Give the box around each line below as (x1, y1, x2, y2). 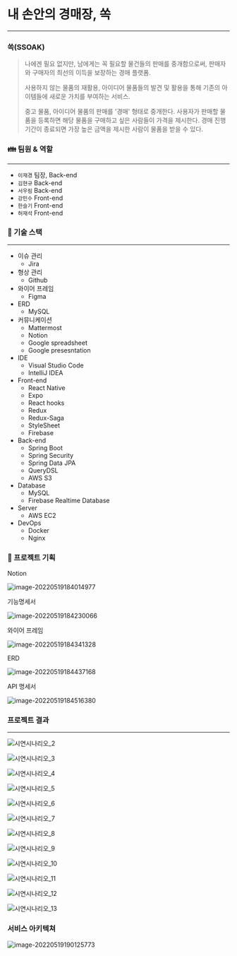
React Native (28, 383, 66, 392)
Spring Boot (28, 443, 63, 452)
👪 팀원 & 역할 (7, 144, 53, 154)
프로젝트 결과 (7, 715, 49, 725)
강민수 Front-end (17, 194, 63, 202)
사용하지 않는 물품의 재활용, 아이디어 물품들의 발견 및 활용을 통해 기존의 (24, 83, 221, 92)
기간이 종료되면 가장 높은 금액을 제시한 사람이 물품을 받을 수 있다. (24, 125, 203, 134)
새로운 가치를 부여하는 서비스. (49, 93, 130, 101)
